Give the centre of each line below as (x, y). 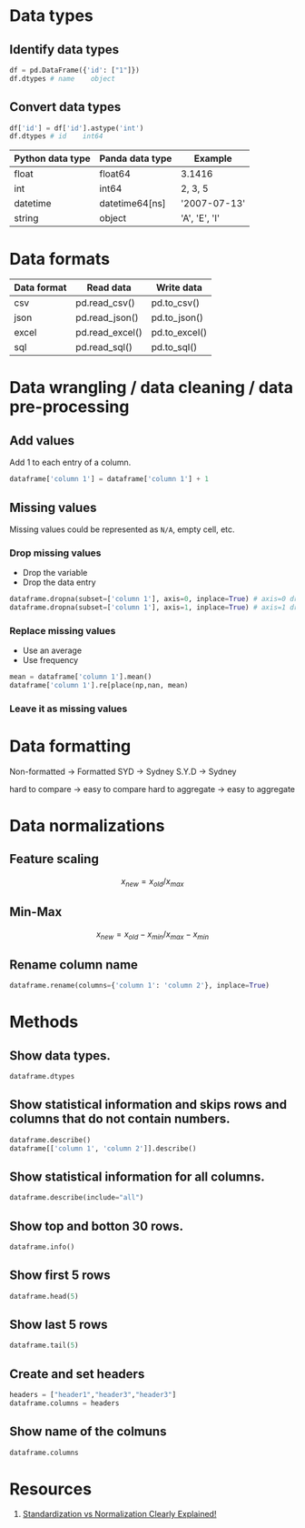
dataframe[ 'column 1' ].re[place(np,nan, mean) (99, 686)
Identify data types (64, 50)
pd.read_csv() (105, 303)
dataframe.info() (42, 1247)
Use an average (52, 650)
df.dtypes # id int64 (56, 136)
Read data (109, 287)
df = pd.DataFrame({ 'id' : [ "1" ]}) (75, 70)
